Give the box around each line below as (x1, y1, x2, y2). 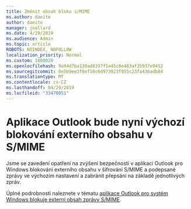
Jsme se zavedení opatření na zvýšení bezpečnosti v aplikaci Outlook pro (6, 159, 183, 167)
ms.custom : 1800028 (6, 57, 54, 63)
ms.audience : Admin (6, 36, 54, 42)
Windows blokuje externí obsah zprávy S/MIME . (6, 196, 121, 203)
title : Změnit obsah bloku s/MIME (6, 8, 91, 15)
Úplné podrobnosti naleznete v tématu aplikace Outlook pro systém (6, 190, 168, 197)
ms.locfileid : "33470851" (6, 90, 69, 96)
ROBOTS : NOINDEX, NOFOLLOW (6, 47, 72, 53)
